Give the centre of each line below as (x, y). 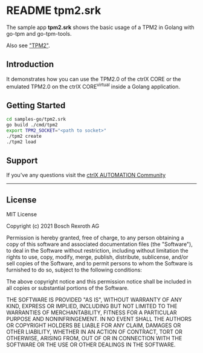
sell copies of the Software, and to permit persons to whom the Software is (100, 264)
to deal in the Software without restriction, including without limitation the (97, 251)
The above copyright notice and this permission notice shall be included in (99, 282)
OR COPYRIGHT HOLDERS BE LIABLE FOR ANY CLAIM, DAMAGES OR (94, 325)
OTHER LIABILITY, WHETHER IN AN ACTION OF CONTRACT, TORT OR (94, 332)
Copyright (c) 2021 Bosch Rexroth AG (53, 226)
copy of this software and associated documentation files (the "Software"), (100, 244)
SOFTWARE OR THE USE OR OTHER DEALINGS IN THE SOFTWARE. (91, 345)
